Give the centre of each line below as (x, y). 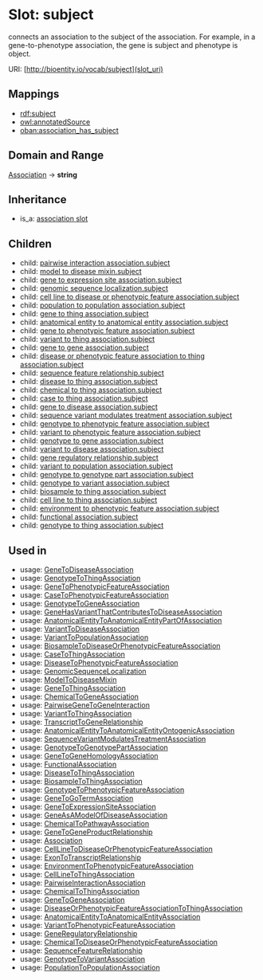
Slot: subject (51, 15)
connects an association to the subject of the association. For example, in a (132, 37)
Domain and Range (56, 156)
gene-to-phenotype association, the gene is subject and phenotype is (123, 45)
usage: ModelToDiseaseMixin (68, 680)
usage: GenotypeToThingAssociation (80, 578)
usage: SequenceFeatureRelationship (81, 951)
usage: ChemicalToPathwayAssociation (84, 823)
